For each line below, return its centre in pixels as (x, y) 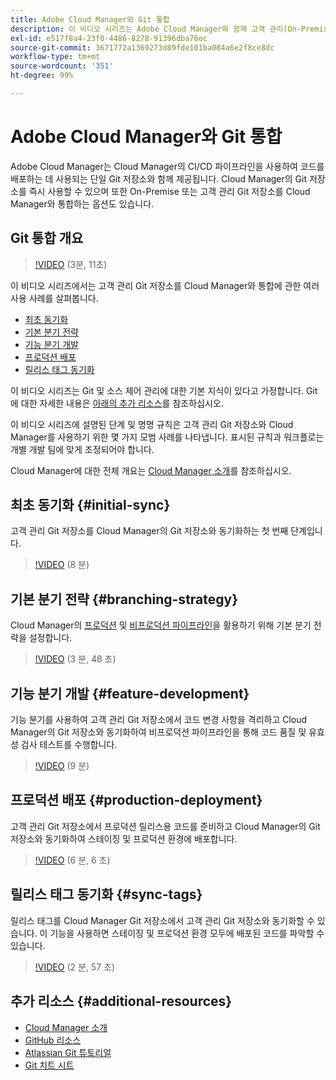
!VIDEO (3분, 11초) (71, 264)
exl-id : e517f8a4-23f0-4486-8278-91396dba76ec (109, 38)
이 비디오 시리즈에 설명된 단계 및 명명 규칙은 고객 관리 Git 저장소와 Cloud (152, 424)
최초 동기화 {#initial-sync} (90, 505)
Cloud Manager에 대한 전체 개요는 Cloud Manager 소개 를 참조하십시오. (151, 470)
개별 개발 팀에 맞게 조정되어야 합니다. (82, 449)
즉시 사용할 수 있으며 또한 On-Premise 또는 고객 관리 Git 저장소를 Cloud (169, 191)
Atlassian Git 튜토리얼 (68, 1052)
